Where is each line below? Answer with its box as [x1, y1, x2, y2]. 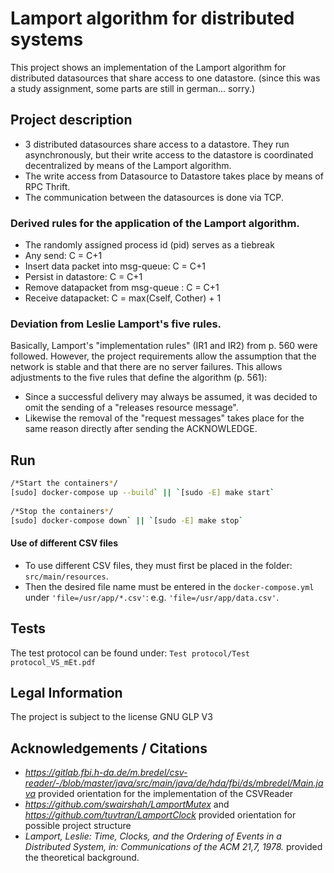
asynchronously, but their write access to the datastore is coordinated [24, 148, 314, 161]
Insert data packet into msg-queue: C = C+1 [24, 260, 206, 272]
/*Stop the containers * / [10, 506, 114, 516]
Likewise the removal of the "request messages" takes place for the [24, 412, 305, 424]
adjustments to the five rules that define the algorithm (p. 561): [10, 372, 268, 384]
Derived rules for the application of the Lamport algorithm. [10, 216, 300, 230]
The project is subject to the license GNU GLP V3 [10, 711, 213, 723]
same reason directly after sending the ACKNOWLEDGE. [24, 423, 258, 435]
